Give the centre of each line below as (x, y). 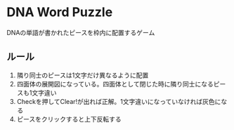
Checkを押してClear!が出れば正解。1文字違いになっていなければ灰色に (119, 101)
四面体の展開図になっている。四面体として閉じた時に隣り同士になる (115, 84)
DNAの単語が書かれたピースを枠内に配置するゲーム (81, 32)
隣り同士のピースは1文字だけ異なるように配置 (83, 75)
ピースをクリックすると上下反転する (69, 119)
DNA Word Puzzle (60, 12)
